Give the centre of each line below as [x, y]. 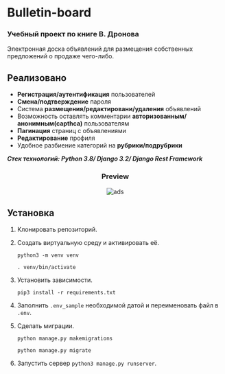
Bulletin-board [49, 13]
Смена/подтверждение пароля [64, 102]
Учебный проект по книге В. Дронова [73, 34]
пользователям [107, 124]
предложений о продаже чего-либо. [61, 56]
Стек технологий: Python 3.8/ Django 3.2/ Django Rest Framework [105, 159]
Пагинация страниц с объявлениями [72, 131]
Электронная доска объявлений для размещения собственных [100, 49]
